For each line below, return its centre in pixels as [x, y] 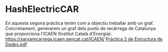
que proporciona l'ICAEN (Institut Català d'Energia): [59, 33]
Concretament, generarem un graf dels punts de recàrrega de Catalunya [80, 28]
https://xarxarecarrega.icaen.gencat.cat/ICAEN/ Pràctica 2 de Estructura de [84, 39]
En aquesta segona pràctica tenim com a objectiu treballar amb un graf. [79, 23]
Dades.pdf [16, 44]
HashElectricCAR [42, 9]
